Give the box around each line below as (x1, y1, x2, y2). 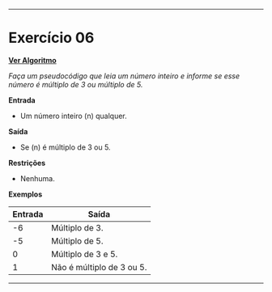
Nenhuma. (19, 173, 55, 183)
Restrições (8, 158, 46, 167)
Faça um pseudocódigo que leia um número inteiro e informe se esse (8, 70, 240, 81)
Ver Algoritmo (8, 55, 57, 65)
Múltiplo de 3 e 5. (51, 248, 118, 260)
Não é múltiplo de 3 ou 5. (51, 261, 147, 273)
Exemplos (8, 189, 43, 199)
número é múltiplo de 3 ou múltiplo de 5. (8, 79, 143, 89)
